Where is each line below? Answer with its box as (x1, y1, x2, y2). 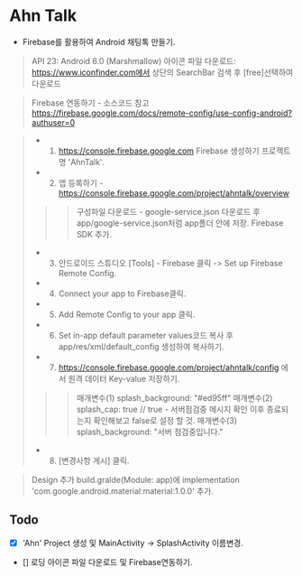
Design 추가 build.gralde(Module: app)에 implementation (31, 474, 241, 485)
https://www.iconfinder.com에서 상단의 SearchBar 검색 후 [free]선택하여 (31, 67, 294, 78)
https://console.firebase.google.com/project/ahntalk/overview (58, 187, 290, 199)
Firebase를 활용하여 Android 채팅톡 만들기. (22, 36, 176, 47)
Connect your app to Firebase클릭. (58, 288, 187, 299)
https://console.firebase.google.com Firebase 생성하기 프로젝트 (58, 145, 291, 156)
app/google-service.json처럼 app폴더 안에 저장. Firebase (76, 218, 284, 228)
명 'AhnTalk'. (58, 156, 105, 167)
